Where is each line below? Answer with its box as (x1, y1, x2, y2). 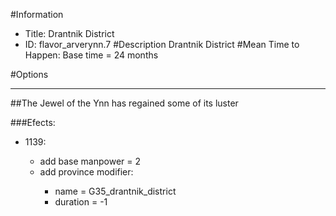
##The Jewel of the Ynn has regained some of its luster (10, 97, 239, 109)
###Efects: (10, 117, 56, 128)
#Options (10, 69, 49, 80)
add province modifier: (39, 166, 134, 178)
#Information (10, 9, 64, 20)
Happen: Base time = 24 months (24, 49, 159, 61)
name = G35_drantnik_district (54, 185, 177, 197)
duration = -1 (54, 196, 108, 208)
